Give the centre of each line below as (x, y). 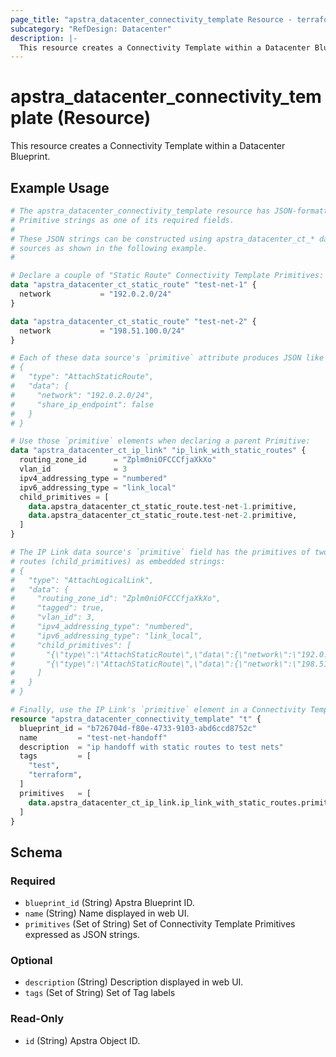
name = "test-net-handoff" (93, 737)
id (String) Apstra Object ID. (82, 1040)
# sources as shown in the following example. (109, 248)
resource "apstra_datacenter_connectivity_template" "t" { (136, 719)
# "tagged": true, (57, 608)
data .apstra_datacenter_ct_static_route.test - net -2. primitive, (163, 516)
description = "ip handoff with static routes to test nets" (151, 747)
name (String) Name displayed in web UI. (107, 913)
